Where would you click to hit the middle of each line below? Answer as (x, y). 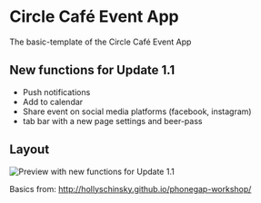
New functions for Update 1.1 (92, 70)
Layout (30, 150)
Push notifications (56, 92)
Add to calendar (53, 101)
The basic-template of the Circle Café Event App (100, 42)
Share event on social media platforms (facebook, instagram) (137, 111)
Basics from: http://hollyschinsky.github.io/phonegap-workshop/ (130, 188)
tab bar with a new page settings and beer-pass (112, 121)
